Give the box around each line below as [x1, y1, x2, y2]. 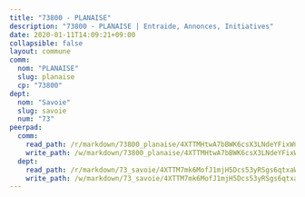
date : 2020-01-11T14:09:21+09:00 [9, 30, 136, 39]
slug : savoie [17, 106, 67, 115]
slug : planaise [17, 73, 75, 82]
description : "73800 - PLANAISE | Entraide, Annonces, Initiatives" [9, 22, 274, 31]
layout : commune [9, 47, 71, 56]
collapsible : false [9, 38, 84, 48]
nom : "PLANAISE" [17, 64, 79, 74]
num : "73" [17, 114, 54, 123]
